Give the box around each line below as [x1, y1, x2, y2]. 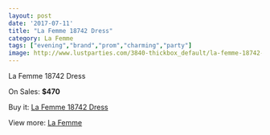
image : [8, 49, 31, 57]
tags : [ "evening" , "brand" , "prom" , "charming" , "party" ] [8, 42, 193, 50]
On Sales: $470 [8, 87, 60, 96]
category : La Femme [8, 34, 74, 43]
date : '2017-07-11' [8, 19, 74, 27]
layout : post [8, 11, 52, 20]
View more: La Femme [8, 118, 83, 127]
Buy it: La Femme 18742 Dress [8, 102, 108, 112]
